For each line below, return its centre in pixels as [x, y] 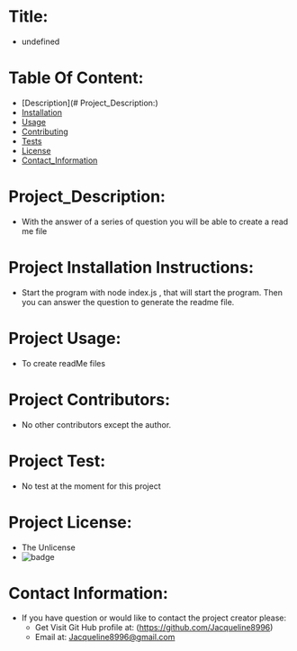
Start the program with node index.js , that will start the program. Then [152, 292]
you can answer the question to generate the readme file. [128, 302]
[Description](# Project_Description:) [90, 103]
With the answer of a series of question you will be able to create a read [155, 222]
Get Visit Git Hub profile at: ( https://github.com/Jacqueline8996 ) [154, 628]
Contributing [45, 131]
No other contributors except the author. [96, 424]
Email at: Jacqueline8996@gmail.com [105, 637]
